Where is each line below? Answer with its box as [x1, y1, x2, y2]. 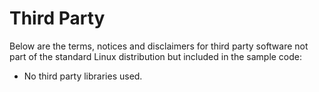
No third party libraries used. [23, 70, 143, 82]
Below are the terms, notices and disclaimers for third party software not [9, 40, 309, 52]
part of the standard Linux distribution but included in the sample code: [9, 50, 303, 62]
